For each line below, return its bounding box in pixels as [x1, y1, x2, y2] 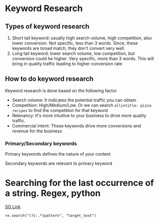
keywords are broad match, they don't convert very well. [12, 46, 125, 51]
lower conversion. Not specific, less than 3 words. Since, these [12, 40, 138, 46]
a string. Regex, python [5, 188, 101, 199]
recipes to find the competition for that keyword [12, 107, 108, 113]
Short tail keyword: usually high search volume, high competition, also [12, 35, 152, 41]
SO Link [5, 204, 21, 210]
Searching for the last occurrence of [5, 177, 154, 189]
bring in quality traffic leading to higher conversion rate [12, 61, 123, 66]
